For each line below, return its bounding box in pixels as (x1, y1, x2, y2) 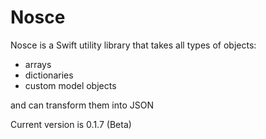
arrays (24, 58, 52, 70)
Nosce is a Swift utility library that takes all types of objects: (10, 39, 257, 51)
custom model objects (24, 79, 117, 91)
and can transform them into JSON (10, 99, 154, 111)
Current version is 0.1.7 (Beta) (10, 118, 132, 130)
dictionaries (24, 69, 74, 81)
